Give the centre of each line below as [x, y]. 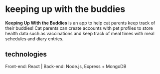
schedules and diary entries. [34, 39]
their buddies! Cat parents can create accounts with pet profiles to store [79, 28]
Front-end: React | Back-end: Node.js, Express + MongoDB [66, 66]
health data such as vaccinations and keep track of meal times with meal [80, 33]
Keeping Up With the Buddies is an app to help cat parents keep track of [80, 23]
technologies [26, 54]
